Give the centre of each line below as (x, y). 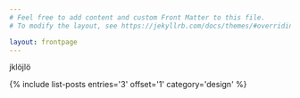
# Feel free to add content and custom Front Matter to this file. (137, 17)
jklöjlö (20, 67)
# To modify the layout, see (63, 26)
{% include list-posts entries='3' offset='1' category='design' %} (128, 85)
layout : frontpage (43, 42)
